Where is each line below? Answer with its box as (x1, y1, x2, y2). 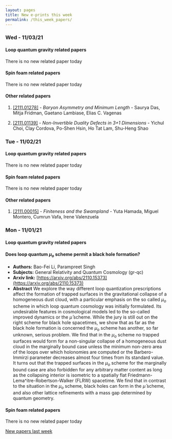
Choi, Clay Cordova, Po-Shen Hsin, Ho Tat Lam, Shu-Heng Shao (12, 125, 149, 131)
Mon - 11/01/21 (5, 227, 42, 234)
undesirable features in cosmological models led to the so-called (12, 308, 150, 314)
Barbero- (134, 349, 154, 355)
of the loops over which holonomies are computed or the (12, 349, 133, 355)
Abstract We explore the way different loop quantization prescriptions (12, 285, 161, 291)
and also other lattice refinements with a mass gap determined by (12, 389, 152, 395)
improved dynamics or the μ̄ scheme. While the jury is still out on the (12, 314, 158, 320)
